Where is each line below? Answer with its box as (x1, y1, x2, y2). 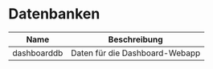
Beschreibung (108, 34, 163, 45)
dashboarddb (12, 47, 63, 59)
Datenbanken (8, 5, 100, 23)
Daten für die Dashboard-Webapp (71, 47, 201, 59)
